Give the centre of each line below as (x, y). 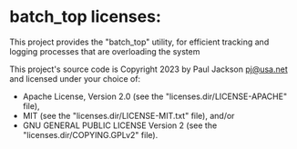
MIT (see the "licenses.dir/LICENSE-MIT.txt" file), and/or (128, 115)
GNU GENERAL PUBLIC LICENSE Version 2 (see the (120, 125)
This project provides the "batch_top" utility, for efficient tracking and (139, 42)
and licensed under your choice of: (75, 78)
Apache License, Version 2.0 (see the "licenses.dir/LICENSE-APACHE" (155, 96)
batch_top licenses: (85, 17)
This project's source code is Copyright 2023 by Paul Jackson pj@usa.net (149, 69)
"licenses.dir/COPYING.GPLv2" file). (90, 134)
